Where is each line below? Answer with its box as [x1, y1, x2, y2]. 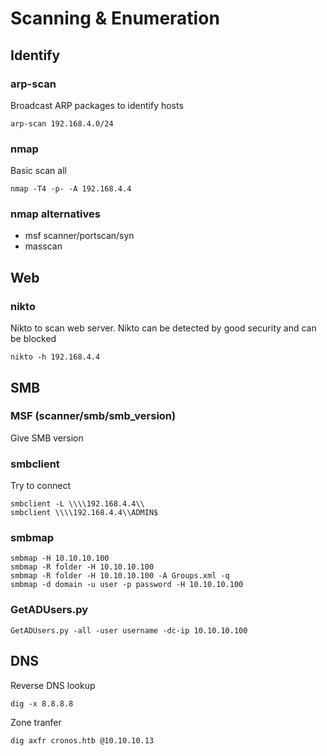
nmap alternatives [10, 207, 101, 221]
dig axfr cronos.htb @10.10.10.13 [10, 735, 155, 746]
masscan [24, 240, 63, 252]
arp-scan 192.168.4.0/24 [10, 118, 114, 129]
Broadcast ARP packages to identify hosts [10, 99, 184, 111]
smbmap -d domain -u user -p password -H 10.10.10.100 [10, 580, 244, 590]
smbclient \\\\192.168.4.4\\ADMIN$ [10, 508, 159, 518]
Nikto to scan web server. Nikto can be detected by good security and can [10, 322, 317, 334]
